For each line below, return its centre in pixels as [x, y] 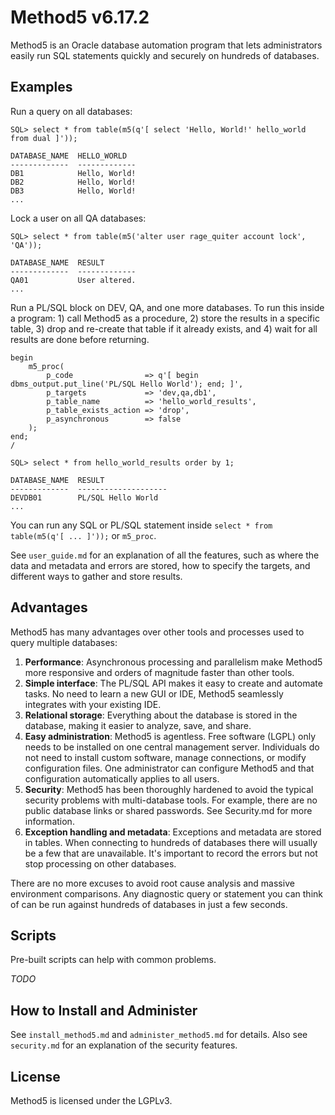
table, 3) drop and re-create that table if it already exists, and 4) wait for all [164, 328]
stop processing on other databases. [100, 863]
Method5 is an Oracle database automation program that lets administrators [166, 45]
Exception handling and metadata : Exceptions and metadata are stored [173, 832]
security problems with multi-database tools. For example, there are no [171, 800]
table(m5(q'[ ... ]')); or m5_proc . [83, 535]
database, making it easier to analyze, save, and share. [138, 725]
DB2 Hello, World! [73, 182]
